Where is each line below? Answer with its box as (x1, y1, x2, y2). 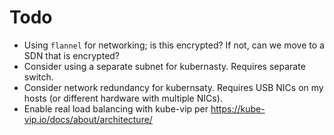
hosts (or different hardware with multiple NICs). (23, 92, 223, 104)
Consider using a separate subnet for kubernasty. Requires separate (23, 60, 306, 72)
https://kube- (210, 102, 266, 115)
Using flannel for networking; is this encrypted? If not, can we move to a (23, 39, 325, 51)
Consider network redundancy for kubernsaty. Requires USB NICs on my (23, 81, 324, 93)
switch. (23, 71, 54, 83)
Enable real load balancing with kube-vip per (23, 102, 209, 115)
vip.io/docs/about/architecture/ (23, 113, 153, 125)
